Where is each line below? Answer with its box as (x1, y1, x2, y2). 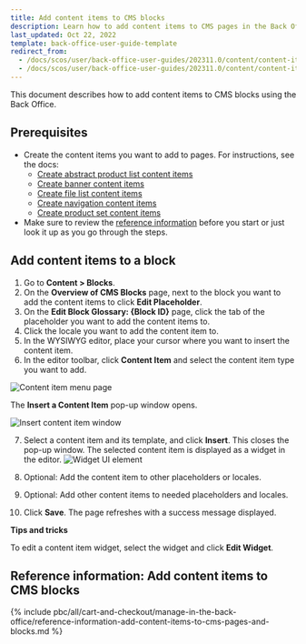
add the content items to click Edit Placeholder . (23, 297, 202, 307)
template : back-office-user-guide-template (10, 38, 178, 48)
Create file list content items (36, 187, 143, 198)
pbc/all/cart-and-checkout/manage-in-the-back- (53, 607, 237, 618)
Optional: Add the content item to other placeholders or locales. (23, 471, 262, 482)
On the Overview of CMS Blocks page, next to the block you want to (23, 287, 281, 297)
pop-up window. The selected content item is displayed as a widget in (23, 444, 285, 455)
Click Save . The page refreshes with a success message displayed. (23, 507, 277, 518)
